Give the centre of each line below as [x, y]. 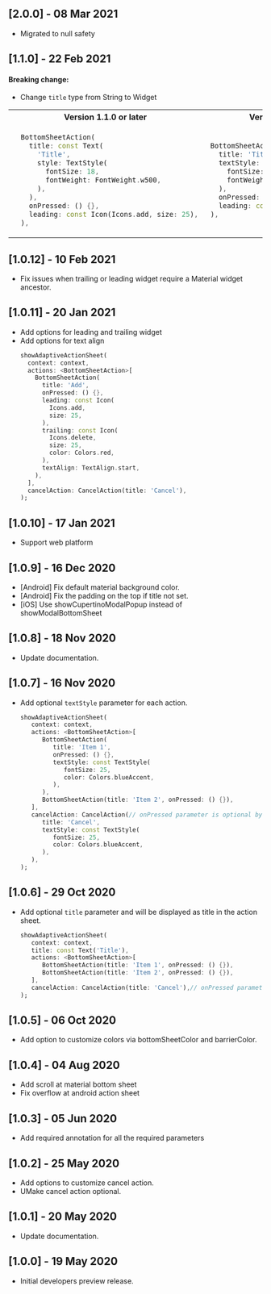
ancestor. [35, 287]
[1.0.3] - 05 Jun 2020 [63, 1119]
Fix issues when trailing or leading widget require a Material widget [131, 279]
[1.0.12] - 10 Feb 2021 [62, 259]
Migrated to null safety [57, 33]
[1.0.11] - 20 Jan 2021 [62, 313]
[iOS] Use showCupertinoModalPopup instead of [101, 604]
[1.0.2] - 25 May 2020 [64, 1163]
